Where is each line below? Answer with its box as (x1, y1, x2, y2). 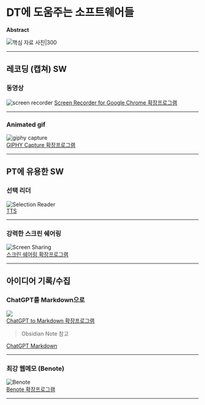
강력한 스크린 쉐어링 (6, 229, 62, 238)
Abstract (6, 26, 29, 34)
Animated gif (6, 120, 46, 129)
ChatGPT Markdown (6, 342, 58, 349)
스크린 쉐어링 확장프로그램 (6, 251, 69, 258)
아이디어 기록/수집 (6, 276, 71, 287)
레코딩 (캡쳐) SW (6, 64, 67, 74)
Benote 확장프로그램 (6, 385, 56, 393)
